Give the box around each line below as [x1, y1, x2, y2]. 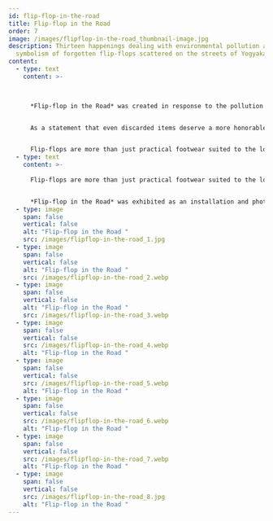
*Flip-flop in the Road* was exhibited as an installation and [29, 197, 249, 206]
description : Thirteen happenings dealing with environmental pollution [8, 42, 260, 50]
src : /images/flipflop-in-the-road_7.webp [23, 455, 169, 463]
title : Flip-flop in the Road [8, 20, 111, 28]
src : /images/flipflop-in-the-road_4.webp [23, 341, 169, 350]
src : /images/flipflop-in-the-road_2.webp [23, 274, 169, 282]
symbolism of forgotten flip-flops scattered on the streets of [15, 50, 238, 58]
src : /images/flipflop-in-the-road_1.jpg [23, 235, 165, 244]
